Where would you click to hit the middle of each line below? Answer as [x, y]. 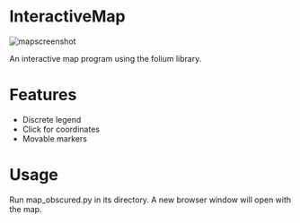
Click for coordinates [61, 129]
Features [43, 95]
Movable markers [55, 138]
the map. [26, 209]
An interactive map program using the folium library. [106, 58]
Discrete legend [52, 119]
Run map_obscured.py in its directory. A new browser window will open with [150, 200]
